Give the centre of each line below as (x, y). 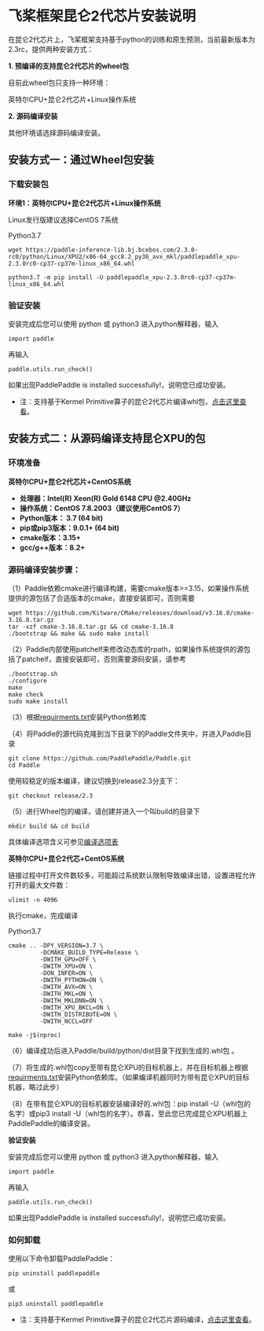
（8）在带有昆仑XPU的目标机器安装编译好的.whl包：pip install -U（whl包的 (130, 1103)
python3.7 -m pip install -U (56, 277)
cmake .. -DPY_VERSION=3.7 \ (56, 945)
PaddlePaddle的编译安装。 (51, 1123)
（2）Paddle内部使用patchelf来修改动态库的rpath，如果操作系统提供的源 (126, 649)
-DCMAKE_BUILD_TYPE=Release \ (89, 952)
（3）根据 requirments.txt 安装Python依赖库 (77, 717)
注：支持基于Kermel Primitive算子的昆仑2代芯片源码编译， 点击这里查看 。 (137, 1320)
